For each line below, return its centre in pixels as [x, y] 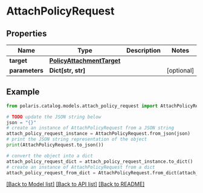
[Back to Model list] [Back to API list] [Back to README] [76, 184]
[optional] [180, 70]
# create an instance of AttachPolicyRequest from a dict [81, 167]
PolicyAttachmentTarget [85, 61]
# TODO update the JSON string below [54, 117]
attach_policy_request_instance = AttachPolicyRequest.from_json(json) [98, 134]
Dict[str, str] [67, 70]
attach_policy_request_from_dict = [51, 173]
